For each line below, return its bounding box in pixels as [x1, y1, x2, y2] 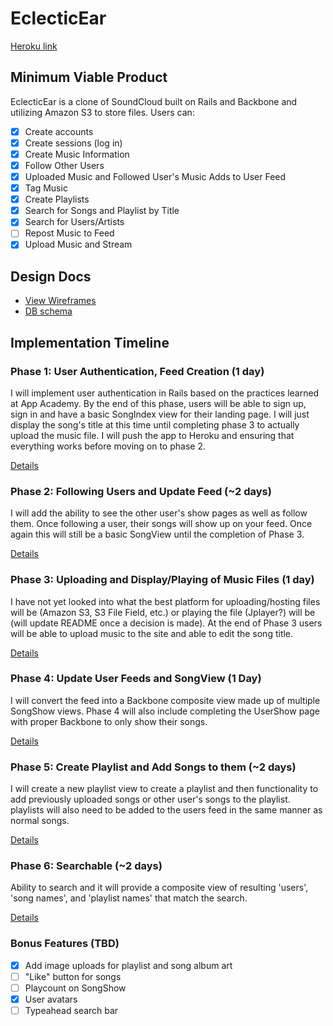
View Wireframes [24, 295, 97, 307]
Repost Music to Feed [24, 227, 115, 239]
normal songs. [10, 815, 70, 827]
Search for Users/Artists [24, 216, 125, 228]
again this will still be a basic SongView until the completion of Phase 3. [10, 528, 305, 541]
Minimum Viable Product [10, 69, 168, 86]
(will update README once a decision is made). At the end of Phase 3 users [10, 617, 323, 629]
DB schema [24, 305, 73, 317]
